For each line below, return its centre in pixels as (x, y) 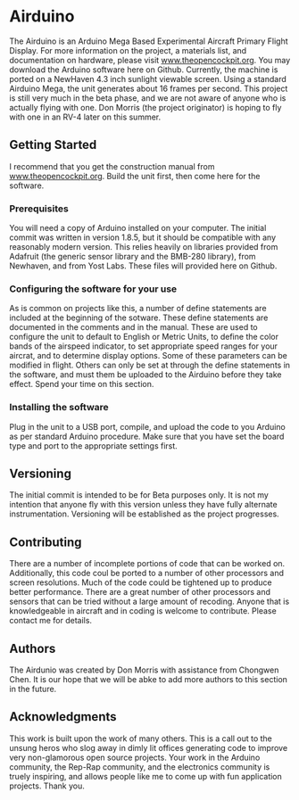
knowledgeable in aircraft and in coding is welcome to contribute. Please (143, 611)
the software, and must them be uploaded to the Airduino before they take (145, 375)
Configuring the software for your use (93, 289)
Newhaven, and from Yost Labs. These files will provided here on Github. (143, 266)
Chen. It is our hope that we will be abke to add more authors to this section (149, 680)
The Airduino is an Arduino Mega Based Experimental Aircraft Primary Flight (149, 41)
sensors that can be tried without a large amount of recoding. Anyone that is (149, 602)
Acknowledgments (63, 717)
